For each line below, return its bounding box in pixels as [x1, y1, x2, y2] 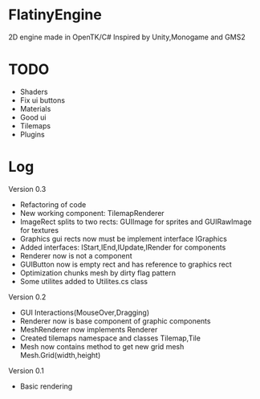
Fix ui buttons [19, 95, 66, 105]
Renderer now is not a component [19, 250, 132, 260]
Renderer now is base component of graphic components [19, 316, 211, 326]
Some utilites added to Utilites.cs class [19, 276, 148, 286]
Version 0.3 [8, 184, 47, 193]
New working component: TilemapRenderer [19, 208, 165, 218]
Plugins [19, 129, 46, 139]
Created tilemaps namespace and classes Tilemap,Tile [19, 333, 201, 343]
